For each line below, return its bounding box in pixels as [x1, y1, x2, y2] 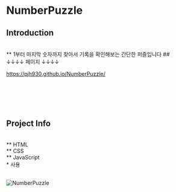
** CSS [6, 147, 24, 154]
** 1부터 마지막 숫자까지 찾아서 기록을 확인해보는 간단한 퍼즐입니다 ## [6, 51, 170, 58]
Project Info [6, 119, 51, 129]
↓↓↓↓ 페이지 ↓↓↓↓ [6, 58, 59, 65]
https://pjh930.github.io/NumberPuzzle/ [6, 70, 105, 77]
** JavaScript [6, 153, 40, 161]
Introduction [6, 28, 54, 38]
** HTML [6, 141, 28, 148]
